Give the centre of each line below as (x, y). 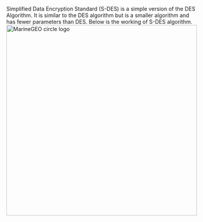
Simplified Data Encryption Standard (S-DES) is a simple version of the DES (101, 9)
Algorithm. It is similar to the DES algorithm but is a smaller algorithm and (98, 15)
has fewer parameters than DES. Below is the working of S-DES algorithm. (99, 22)
